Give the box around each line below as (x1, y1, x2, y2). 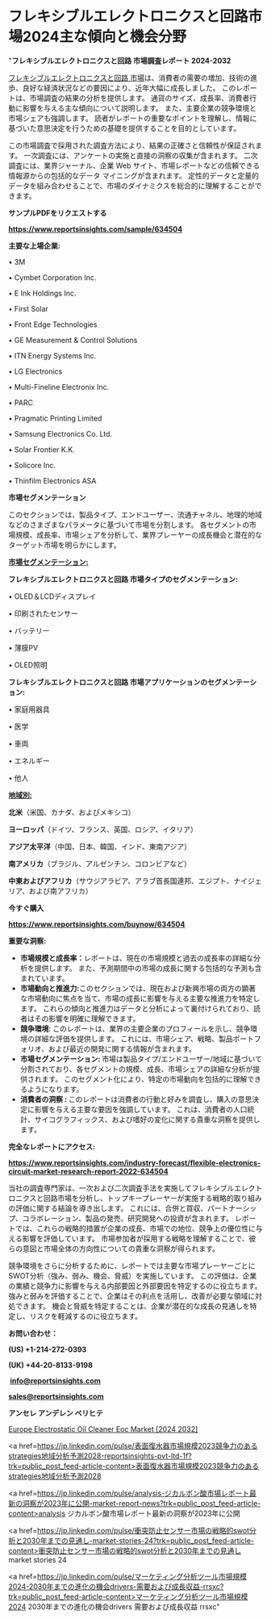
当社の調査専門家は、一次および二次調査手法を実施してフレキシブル (8, 1183, 235, 1193)
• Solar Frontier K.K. (8, 445, 75, 454)
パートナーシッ (206, 1203, 257, 1213)
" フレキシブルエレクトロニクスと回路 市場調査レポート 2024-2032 (8, 56, 231, 65)
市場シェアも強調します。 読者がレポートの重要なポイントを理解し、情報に (8, 113, 257, 123)
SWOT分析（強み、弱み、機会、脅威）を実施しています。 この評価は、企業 (8, 1270, 257, 1280)
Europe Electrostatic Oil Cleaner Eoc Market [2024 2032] (8, 1424, 198, 1433)
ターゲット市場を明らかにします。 (8, 540, 121, 550)
